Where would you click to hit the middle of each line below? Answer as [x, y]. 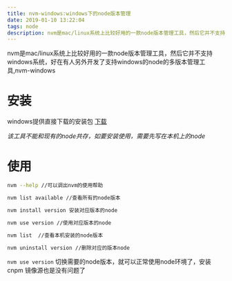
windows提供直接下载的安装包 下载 [57, 122]
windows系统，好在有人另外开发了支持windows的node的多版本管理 [103, 62]
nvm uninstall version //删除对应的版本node [68, 248]
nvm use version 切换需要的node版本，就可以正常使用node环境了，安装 [109, 262]
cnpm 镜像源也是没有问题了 [47, 271]
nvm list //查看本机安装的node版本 [55, 235]
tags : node [23, 26]
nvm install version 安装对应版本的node [62, 210]
